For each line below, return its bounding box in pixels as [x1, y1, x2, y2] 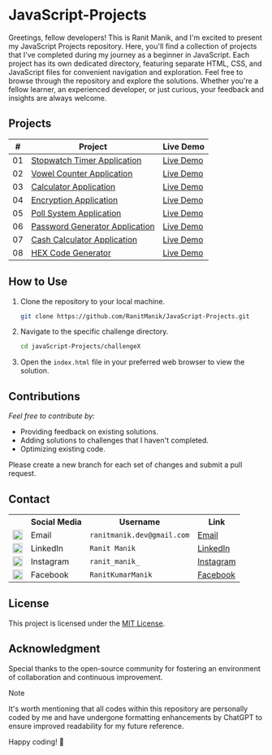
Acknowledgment [8, 642, 101, 656]
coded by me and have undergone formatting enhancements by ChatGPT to [8, 712, 262, 722]
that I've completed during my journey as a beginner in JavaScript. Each [8, 50, 250, 59]
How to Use [8, 275, 68, 289]
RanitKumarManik [89, 570, 153, 579]
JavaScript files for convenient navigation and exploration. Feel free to [8, 67, 244, 76]
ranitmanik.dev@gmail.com [89, 530, 190, 539]
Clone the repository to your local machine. [19, 296, 165, 306]
